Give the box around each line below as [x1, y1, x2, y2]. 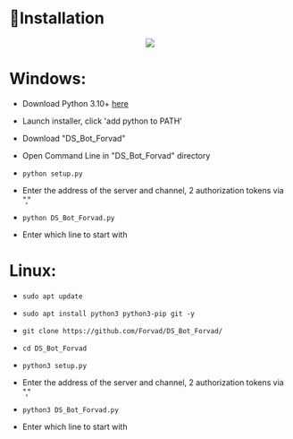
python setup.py [21, 169, 83, 178]
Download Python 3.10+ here [21, 98, 130, 108]
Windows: [9, 69, 87, 89]
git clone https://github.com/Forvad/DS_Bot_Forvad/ [21, 326, 223, 335]
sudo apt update [21, 291, 83, 301]
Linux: [9, 261, 56, 281]
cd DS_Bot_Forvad [21, 344, 88, 353]
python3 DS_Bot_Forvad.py [21, 405, 119, 415]
